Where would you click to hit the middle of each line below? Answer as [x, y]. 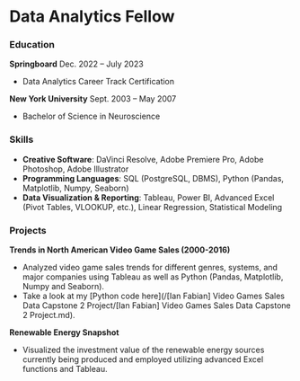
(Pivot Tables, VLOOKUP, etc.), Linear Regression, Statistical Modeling [152, 207]
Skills [22, 139]
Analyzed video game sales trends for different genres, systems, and [150, 268]
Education [32, 45]
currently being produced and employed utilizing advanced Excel [143, 359]
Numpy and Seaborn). [63, 287]
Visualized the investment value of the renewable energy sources [143, 350]
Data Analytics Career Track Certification [98, 82]
